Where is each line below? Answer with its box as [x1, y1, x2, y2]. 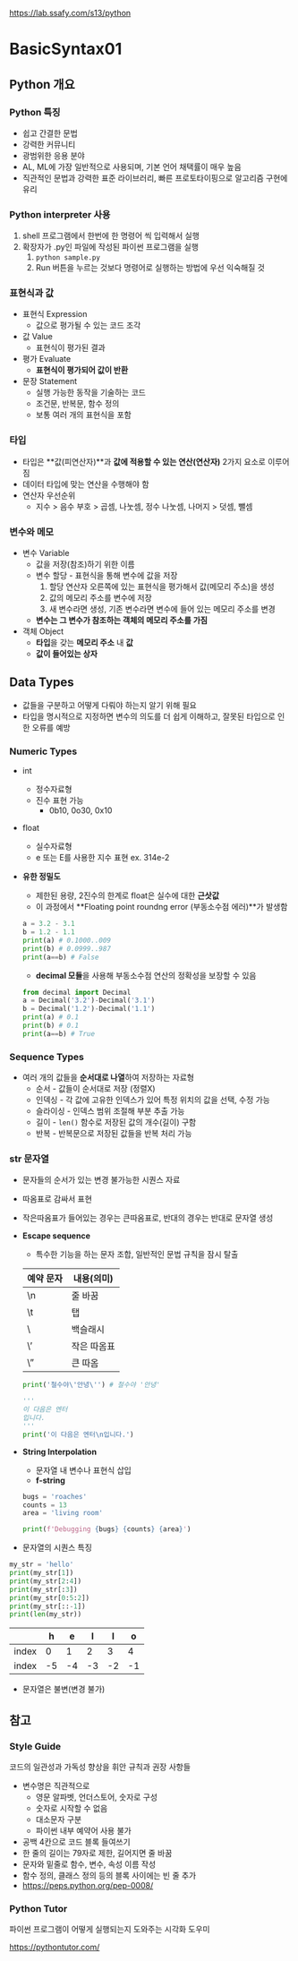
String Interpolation [21, 1446, 97, 1457]
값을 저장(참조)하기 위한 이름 [35, 559, 136, 569]
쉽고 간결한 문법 [21, 127, 78, 138]
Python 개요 [9, 76, 75, 92]
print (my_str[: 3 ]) [9, 1585, 78, 1594]
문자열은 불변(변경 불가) [21, 1683, 106, 1695]
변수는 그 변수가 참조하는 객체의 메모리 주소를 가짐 [35, 615, 209, 626]
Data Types [9, 675, 74, 690]
